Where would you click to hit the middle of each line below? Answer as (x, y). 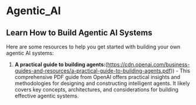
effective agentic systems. (46, 96)
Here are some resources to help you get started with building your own (93, 47)
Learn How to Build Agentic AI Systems (79, 33)
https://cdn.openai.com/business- (148, 64)
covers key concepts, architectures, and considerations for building (96, 89)
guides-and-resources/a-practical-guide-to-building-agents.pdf (93, 71)
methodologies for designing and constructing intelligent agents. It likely (102, 83)
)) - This (180, 71)
